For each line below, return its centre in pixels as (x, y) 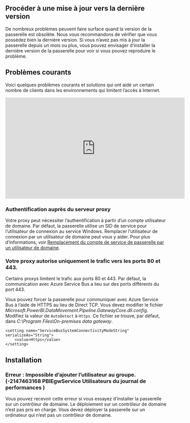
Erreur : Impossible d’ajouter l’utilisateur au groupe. (71, 375)
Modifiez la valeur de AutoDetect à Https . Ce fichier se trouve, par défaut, (83, 316)
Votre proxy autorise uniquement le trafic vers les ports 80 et (83, 261)
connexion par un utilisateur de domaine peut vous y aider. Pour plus (78, 236)
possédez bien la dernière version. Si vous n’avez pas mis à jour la (75, 40)
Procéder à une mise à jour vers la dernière (75, 8)
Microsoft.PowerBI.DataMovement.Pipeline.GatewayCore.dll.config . (77, 310)
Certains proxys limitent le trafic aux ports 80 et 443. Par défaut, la (76, 279)
